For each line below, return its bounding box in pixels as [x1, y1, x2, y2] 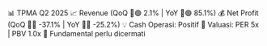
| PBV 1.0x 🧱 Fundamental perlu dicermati [7, 29, 146, 38]
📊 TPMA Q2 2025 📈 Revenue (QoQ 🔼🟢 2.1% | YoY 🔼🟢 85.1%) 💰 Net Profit [7, 8, 260, 18]
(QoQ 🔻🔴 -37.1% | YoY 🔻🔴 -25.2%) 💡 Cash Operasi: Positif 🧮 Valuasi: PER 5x [7, 20, 260, 29]
